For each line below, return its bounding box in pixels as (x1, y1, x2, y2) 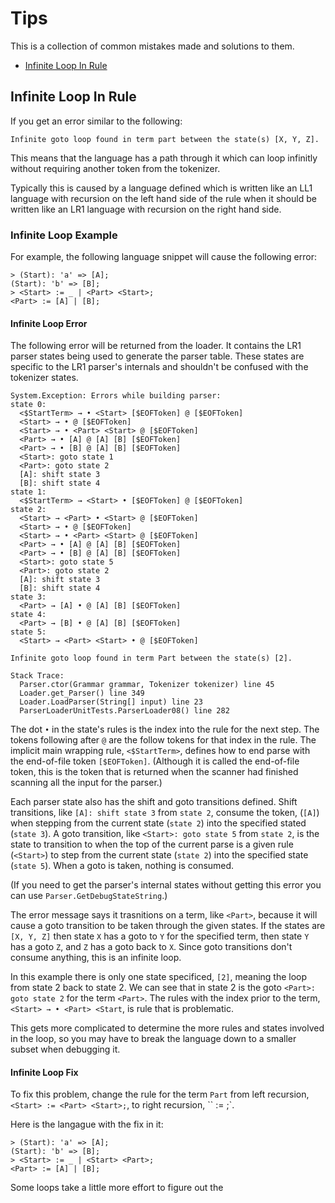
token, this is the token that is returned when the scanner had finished (10, 766, 299, 778)
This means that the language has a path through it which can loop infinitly (10, 152, 318, 164)
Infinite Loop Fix (10, 1066, 79, 1078)
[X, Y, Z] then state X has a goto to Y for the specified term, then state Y (10, 930, 310, 942)
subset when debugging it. (10, 1043, 121, 1056)
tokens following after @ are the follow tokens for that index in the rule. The (10, 734, 317, 746)
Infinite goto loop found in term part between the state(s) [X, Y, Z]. (10, 134, 320, 144)
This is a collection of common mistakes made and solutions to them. (10, 40, 295, 52)
